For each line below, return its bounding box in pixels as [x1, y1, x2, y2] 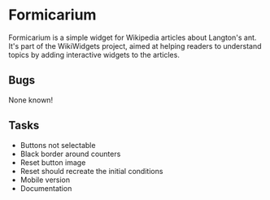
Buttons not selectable [20, 140, 96, 150]
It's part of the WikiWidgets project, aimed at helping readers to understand [8, 41, 262, 50]
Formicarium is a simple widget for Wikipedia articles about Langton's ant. [8, 33, 257, 42]
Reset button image [20, 157, 86, 167]
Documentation [20, 183, 72, 193]
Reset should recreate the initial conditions [20, 166, 163, 176]
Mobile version [20, 175, 71, 185]
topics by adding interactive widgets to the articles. [8, 50, 181, 59]
